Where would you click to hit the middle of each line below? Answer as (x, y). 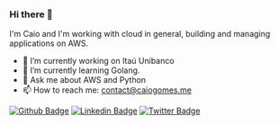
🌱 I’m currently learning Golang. (81, 70)
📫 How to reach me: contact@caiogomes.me (107, 90)
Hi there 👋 (31, 14)
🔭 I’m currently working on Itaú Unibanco (98, 61)
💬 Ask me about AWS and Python (84, 80)
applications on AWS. (49, 43)
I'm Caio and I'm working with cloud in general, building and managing (140, 34)
